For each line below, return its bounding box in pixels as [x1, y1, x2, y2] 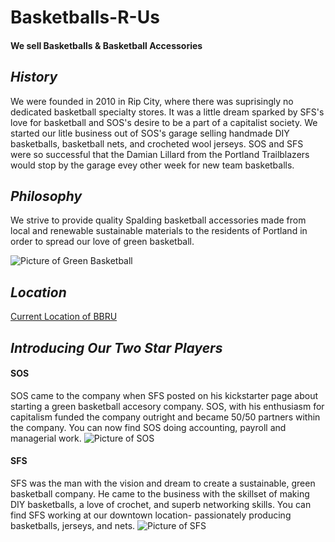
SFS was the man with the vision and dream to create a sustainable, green [10, 477, 316, 490]
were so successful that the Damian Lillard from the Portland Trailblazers [10, 148, 310, 160]
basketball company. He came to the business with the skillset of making [10, 488, 310, 500]
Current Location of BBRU [10, 311, 118, 323]
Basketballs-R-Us [10, 6, 160, 29]
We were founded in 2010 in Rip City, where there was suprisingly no [10, 95, 294, 107]
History [10, 69, 58, 86]
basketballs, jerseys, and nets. [10, 520, 136, 532]
